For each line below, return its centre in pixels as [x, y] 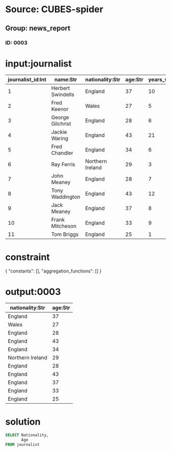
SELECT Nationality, [27, 435]
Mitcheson [64, 226]
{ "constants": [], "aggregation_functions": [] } [53, 271]
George [60, 117]
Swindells [63, 95]
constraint [27, 257]
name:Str [66, 80]
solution [23, 422]
